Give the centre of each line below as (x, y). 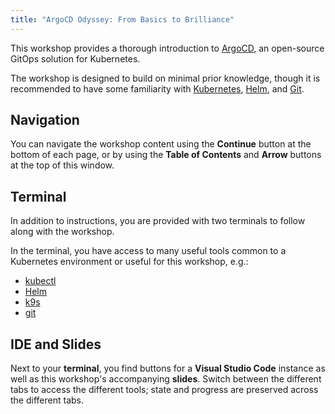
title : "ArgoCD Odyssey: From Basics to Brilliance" (122, 19)
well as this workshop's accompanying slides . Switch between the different (166, 379)
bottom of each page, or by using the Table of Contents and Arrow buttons (166, 155)
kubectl (40, 281)
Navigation (45, 120)
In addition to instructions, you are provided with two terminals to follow (158, 221)
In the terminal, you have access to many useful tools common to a (148, 251)
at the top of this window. (62, 165)
